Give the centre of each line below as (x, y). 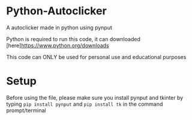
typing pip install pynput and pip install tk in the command (85, 104)
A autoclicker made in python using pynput (59, 27)
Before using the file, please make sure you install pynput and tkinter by (95, 97)
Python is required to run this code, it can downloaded (73, 39)
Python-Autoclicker (56, 11)
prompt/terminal (26, 110)
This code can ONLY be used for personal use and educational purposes (96, 57)
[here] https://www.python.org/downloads (58, 45)
